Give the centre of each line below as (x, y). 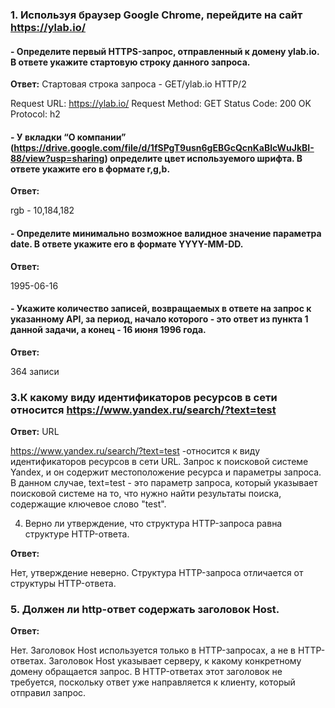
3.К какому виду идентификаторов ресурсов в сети (144, 397)
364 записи (35, 371)
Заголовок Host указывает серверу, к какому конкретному (175, 661)
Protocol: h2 (35, 114)
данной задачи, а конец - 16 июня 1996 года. (108, 330)
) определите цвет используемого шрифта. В (203, 158)
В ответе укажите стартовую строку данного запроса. (130, 62)
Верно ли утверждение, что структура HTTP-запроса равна (153, 524)
